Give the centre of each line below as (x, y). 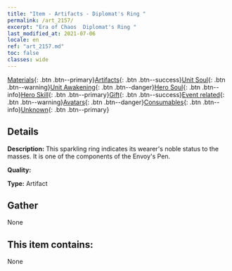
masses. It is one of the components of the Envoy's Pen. (89, 156)
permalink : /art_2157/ (40, 20)
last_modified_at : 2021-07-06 (52, 33)
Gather (23, 205)
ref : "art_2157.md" (36, 46)
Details (23, 132)
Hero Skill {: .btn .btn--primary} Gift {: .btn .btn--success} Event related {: (123, 94)
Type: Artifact (27, 183)
